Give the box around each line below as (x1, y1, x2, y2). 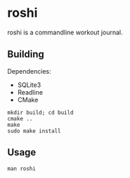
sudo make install (7, 128, 61, 135)
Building (7, 48, 44, 60)
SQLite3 (17, 81, 41, 89)
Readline (17, 88, 44, 96)
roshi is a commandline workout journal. (7, 28, 123, 36)
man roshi (7, 165, 37, 172)
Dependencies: (7, 67, 51, 75)
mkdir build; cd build (7, 109, 74, 116)
